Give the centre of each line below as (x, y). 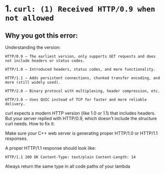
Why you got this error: (41, 35)
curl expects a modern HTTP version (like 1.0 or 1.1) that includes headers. (80, 113)
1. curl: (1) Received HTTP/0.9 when (80, 9)
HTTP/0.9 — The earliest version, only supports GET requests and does (80, 56)
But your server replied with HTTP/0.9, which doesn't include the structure (81, 118)
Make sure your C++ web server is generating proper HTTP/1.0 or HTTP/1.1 (82, 133)
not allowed (30, 18)
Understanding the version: (33, 47)
